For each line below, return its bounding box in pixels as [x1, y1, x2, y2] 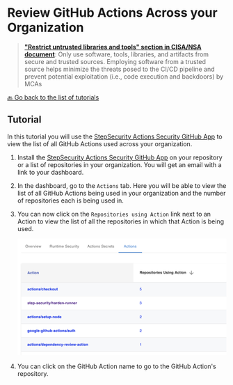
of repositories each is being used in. [17, 196, 124, 205]
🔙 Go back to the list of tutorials [7, 93, 99, 102]
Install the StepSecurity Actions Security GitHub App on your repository [17, 153, 223, 162]
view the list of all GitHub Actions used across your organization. [7, 139, 193, 148]
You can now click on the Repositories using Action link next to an [17, 210, 211, 218]
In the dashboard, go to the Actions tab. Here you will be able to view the [17, 181, 227, 189]
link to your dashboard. [17, 168, 84, 176]
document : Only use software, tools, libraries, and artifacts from [24, 50, 209, 58]
